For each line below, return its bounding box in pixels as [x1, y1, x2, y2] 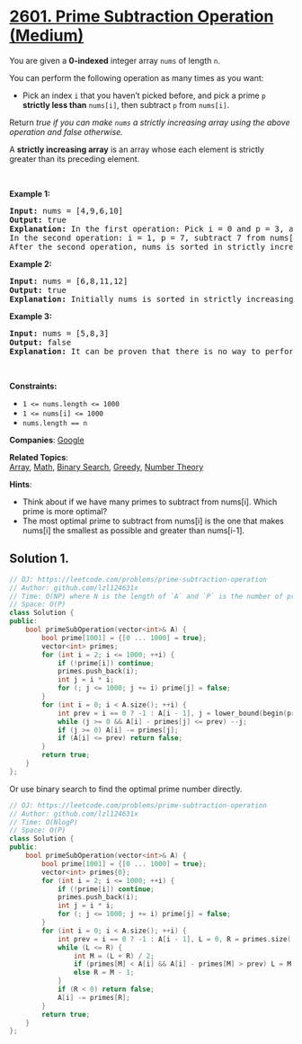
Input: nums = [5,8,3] [9, 328, 110, 338]
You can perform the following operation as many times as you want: [9, 72, 264, 83]
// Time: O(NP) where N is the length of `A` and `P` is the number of [9, 592, 283, 601]
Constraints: [9, 380, 58, 391]
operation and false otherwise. [9, 126, 123, 137]
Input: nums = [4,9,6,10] [9, 205, 124, 216]
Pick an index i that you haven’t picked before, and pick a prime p [22, 90, 267, 101]
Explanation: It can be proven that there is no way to [9, 346, 261, 356]
